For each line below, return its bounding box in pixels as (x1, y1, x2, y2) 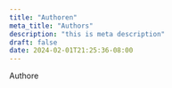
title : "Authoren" (9, 12, 78, 22)
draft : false (9, 37, 58, 47)
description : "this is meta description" (9, 29, 166, 38)
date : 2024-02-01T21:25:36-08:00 (9, 46, 134, 55)
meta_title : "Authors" (9, 21, 94, 30)
